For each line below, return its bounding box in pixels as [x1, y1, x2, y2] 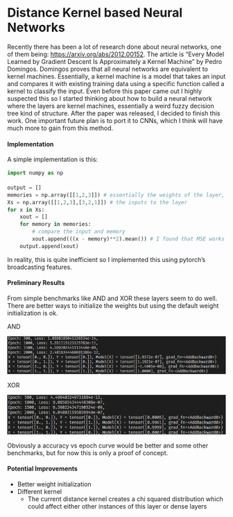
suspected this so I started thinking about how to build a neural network [7, 94, 213, 102]
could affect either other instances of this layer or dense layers [27, 502, 207, 511]
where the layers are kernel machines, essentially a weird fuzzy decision [7, 101, 215, 110]
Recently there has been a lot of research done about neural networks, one [7, 42, 222, 51]
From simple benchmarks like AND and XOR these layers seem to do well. [7, 294, 218, 302]
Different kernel [17, 488, 62, 496]
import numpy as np [7, 170, 64, 177]
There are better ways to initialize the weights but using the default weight [7, 301, 219, 310]
